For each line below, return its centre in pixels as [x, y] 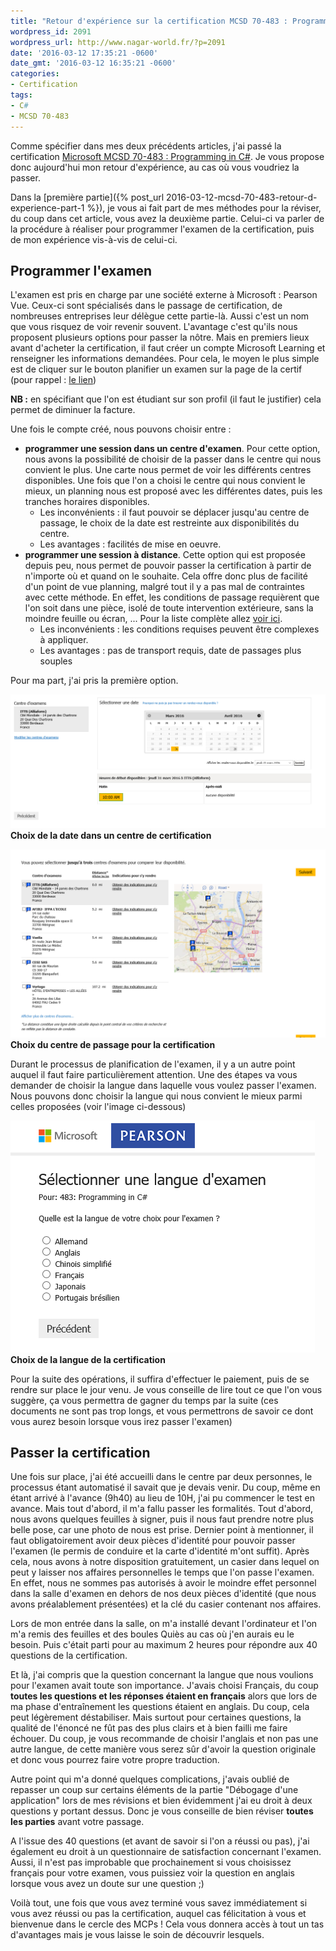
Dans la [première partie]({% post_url [87, 197]
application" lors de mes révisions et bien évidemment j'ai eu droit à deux [161, 1801]
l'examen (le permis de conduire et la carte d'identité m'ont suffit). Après [160, 1551]
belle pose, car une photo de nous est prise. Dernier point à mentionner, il [162, 1530]
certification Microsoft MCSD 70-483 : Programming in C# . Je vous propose [167, 156]
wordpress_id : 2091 [51, 31]
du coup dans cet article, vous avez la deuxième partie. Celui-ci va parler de [167, 218]
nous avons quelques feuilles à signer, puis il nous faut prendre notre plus [162, 1519]
